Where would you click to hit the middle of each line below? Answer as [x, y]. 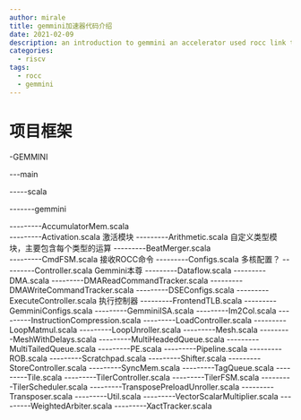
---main [24, 174]
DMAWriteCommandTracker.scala [72, 290]
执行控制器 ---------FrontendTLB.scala [170, 300]
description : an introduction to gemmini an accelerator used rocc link [148, 43]
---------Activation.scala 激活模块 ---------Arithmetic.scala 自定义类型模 [143, 236]
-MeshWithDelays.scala [53, 339]
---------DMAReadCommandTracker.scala [130, 280]
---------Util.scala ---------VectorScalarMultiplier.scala [177, 396]
